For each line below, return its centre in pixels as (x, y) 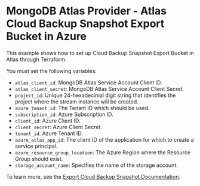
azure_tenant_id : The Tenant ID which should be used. (82, 108)
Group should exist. (39, 158)
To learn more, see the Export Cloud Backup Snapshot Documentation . (93, 176)
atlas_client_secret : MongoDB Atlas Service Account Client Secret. (99, 89)
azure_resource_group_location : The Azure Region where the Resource (103, 152)
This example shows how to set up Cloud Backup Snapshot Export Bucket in (100, 53)
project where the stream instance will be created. (76, 101)
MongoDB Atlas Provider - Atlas (87, 11)
